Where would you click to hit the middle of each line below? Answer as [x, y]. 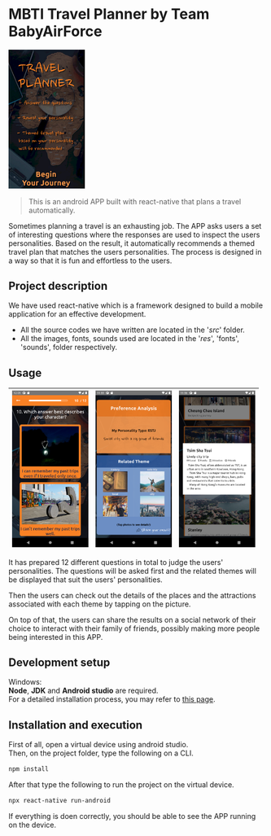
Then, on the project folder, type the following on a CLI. [101, 753]
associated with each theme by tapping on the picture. [100, 604]
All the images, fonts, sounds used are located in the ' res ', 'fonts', [130, 339]
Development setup [59, 662]
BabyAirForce [55, 31]
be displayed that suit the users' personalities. [85, 580]
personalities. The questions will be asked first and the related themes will [132, 571]
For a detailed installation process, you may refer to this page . [112, 699]
